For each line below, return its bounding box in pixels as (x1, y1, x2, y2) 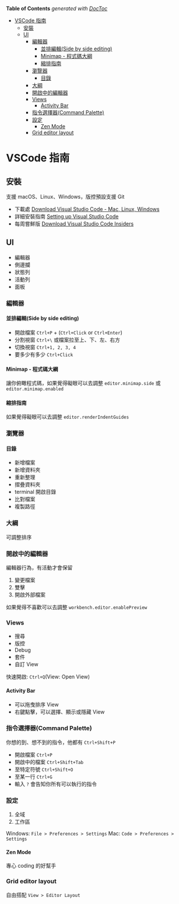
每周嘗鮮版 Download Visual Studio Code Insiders (14, 220, 134, 227)
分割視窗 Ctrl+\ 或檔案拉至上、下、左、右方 (14, 336, 121, 343)
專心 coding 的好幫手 (6, 862, 57, 869)
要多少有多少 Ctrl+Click (14, 351, 73, 358)
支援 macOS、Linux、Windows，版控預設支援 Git (6, 193, 125, 200)
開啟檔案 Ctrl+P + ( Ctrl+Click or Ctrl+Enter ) (14, 329, 122, 336)
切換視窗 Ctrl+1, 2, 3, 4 (14, 343, 76, 350)
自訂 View (14, 661, 39, 668)
